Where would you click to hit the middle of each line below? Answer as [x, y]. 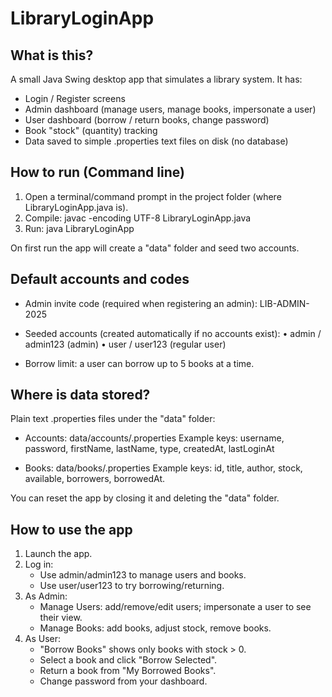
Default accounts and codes [100, 279]
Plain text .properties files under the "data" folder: [113, 419]
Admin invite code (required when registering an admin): [141, 303]
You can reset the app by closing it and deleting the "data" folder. [145, 498]
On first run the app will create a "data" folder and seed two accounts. [155, 248]
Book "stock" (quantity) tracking [91, 130]
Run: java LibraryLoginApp [79, 228]
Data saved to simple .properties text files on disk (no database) [156, 141]
